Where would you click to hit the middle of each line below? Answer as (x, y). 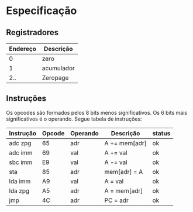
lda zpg (19, 190)
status (161, 133)
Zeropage (55, 78)
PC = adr (116, 200)
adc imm (21, 152)
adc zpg (20, 143)
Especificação (42, 11)
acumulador (58, 68)
